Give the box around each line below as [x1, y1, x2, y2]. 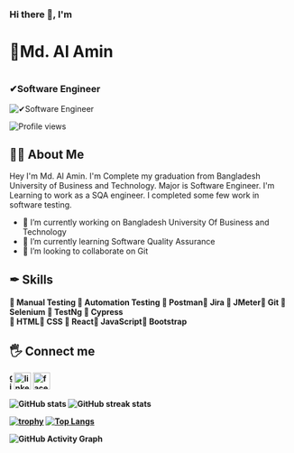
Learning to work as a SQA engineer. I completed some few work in [9, 190, 260, 201]
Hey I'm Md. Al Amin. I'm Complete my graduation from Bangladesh [9, 171, 261, 181]
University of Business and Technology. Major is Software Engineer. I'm [9, 180, 275, 191]
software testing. [9, 199, 72, 210]
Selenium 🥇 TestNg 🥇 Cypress [9, 307, 124, 318]
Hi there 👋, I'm [9, 8, 73, 21]
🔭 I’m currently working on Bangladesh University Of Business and [22, 217, 270, 228]
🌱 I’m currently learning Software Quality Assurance [22, 236, 216, 247]
